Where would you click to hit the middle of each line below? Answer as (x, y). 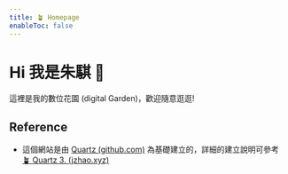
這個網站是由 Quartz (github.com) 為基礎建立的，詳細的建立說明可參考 (150, 150)
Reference (39, 127)
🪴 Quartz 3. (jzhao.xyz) (66, 160)
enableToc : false (41, 26)
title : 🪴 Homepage (44, 17)
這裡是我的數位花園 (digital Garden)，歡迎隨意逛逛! (102, 99)
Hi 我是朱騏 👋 (57, 72)
